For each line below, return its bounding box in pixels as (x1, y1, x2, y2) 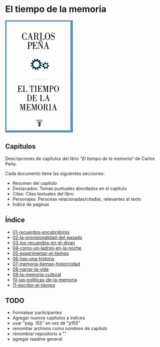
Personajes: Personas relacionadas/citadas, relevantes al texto (12, 196, 141, 202)
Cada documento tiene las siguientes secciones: (5, 171, 105, 176)
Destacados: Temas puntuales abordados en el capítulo (12, 185, 127, 191)
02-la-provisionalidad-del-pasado (12, 234, 83, 240)
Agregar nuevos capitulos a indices (12, 315, 85, 321)
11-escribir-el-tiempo (12, 282, 56, 288)
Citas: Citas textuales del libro (12, 190, 74, 196)
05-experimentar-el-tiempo (12, 250, 69, 256)
